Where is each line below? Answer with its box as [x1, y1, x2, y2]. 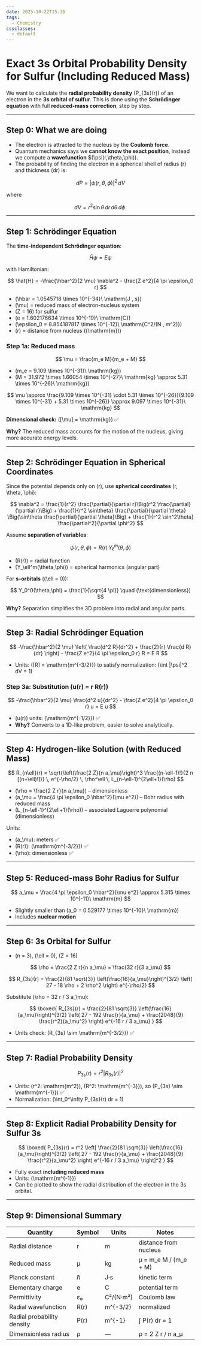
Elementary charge [9, 1284, 63, 1291]
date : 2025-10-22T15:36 [6, 8, 66, 15]
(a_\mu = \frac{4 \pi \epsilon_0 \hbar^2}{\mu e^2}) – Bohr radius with [14, 794, 184, 801]
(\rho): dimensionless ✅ [14, 850, 74, 857]
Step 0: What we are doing [6, 125, 107, 135]
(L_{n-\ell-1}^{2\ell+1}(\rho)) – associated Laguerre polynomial [14, 806, 168, 814]
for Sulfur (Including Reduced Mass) [6, 70, 190, 83]
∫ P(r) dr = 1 [138, 1317, 172, 1324]
